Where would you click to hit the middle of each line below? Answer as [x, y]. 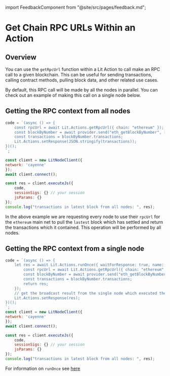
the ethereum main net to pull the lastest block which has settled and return [84, 222]
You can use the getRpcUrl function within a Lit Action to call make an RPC [83, 69]
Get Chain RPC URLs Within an [70, 28]
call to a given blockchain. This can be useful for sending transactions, [79, 75]
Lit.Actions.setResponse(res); [47, 298]
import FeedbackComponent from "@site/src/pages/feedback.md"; [76, 7]
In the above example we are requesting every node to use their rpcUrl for [83, 217]
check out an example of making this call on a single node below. [73, 95]
